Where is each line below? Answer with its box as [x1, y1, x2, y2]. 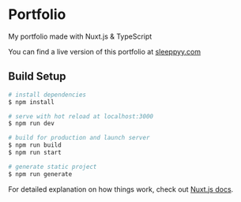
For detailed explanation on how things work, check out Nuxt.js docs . [8, 184, 234, 194]
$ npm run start [8, 148, 62, 156]
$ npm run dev [8, 120, 55, 128]
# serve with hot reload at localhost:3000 [8, 112, 154, 120]
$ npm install [8, 98, 55, 106]
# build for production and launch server [8, 134, 150, 142]
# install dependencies [8, 91, 87, 99]
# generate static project [8, 163, 97, 170]
